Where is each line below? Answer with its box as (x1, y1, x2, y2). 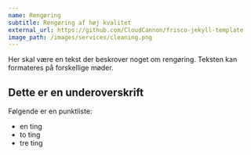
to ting (19, 130, 41, 139)
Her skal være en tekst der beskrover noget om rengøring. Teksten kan (8, 55, 238, 64)
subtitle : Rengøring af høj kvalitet (8, 19, 132, 27)
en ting (19, 122, 42, 132)
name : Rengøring (8, 11, 61, 20)
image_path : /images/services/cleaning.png (8, 33, 153, 41)
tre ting (19, 139, 43, 148)
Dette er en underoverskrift (8, 85, 144, 99)
